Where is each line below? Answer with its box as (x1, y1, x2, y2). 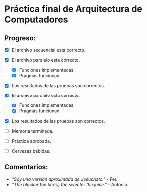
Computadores (4, 14, 68, 25)
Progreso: (4, 34, 36, 42)
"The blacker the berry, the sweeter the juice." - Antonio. (11, 181, 129, 187)
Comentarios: (4, 163, 48, 171)
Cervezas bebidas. (11, 148, 51, 154)
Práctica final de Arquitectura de (4, 3, 143, 15)
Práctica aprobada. (11, 138, 51, 144)
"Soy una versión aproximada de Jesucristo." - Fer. (11, 176, 118, 182)
